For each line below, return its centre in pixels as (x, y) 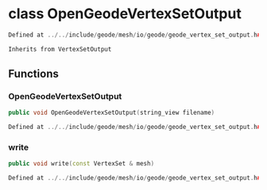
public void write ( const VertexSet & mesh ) (81, 164)
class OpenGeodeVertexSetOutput (125, 14)
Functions (34, 74)
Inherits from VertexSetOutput (60, 49)
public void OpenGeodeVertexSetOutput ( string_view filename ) (112, 113)
